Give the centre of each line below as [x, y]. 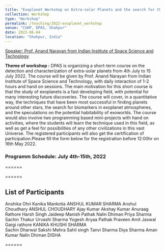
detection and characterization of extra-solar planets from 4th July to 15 [78, 71]
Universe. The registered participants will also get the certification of [75, 133]
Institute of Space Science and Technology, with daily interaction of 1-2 [77, 81]
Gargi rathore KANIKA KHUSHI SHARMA [46, 225]
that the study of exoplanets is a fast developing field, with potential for [77, 92]
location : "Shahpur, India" [34, 37]
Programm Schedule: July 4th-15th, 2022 [56, 156]
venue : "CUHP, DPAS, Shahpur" [36, 28]
